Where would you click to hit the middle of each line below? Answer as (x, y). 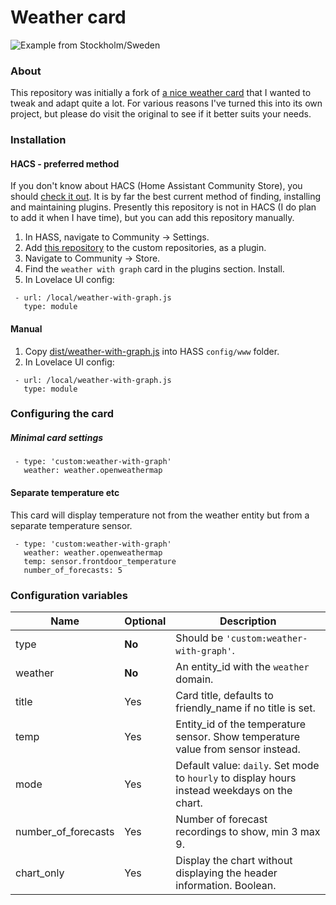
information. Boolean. (226, 885)
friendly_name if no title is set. (245, 708)
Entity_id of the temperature (241, 724)
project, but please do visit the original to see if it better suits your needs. (161, 114)
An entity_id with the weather (242, 666)
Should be (199, 638)
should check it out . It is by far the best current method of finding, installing (166, 197)
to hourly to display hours (236, 778)
